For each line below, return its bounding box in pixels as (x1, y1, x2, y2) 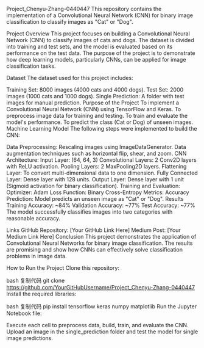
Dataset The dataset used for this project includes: (6, 74, 133, 81)
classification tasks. (6, 62, 56, 70)
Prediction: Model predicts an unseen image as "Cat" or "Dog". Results (6, 195, 184, 202)
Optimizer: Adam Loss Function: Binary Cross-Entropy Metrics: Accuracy (6, 189, 189, 196)
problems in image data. (6, 253, 67, 259)
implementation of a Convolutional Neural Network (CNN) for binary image (6, 12, 194, 19)
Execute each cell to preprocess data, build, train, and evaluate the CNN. (6, 322, 189, 328)
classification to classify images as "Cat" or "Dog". (6, 18, 133, 25)
